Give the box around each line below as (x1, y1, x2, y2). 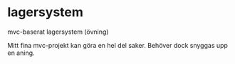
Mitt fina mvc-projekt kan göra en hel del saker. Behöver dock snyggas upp (7, 41, 228, 49)
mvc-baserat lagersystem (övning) (7, 27, 109, 36)
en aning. (7, 49, 35, 57)
